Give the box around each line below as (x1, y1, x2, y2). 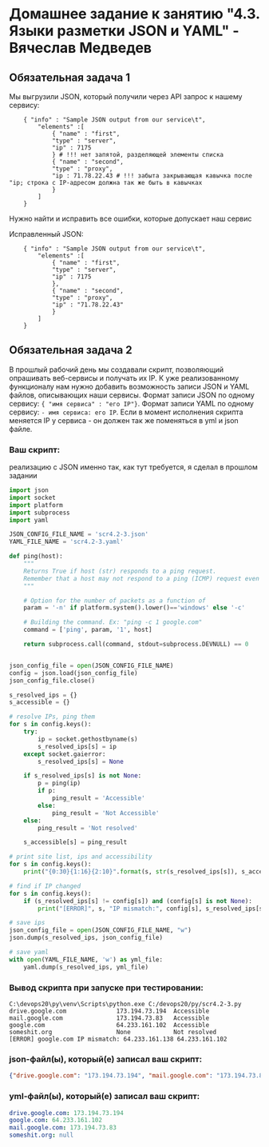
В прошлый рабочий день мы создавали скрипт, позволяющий (9, 365, 224, 374)
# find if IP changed (9, 881, 81, 890)
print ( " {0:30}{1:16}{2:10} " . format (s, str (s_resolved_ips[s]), (23, 868, 239, 876)
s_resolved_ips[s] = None (38, 757, 125, 765)
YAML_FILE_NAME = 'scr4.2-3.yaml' (9, 538, 125, 546)
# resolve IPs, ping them (9, 713, 95, 721)
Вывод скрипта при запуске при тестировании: (9, 981, 204, 993)
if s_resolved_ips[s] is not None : (23, 772, 142, 780)
